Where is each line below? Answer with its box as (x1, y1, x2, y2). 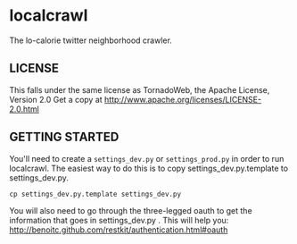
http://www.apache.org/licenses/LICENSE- (103, 94, 261, 105)
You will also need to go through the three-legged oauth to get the (9, 205, 252, 215)
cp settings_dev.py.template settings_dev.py (9, 189, 181, 198)
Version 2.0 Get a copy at (9, 94, 103, 105)
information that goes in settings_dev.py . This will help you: (9, 215, 229, 225)
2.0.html (9, 104, 40, 114)
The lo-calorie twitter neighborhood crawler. (9, 35, 172, 46)
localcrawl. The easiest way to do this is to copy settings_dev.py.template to (9, 163, 288, 173)
